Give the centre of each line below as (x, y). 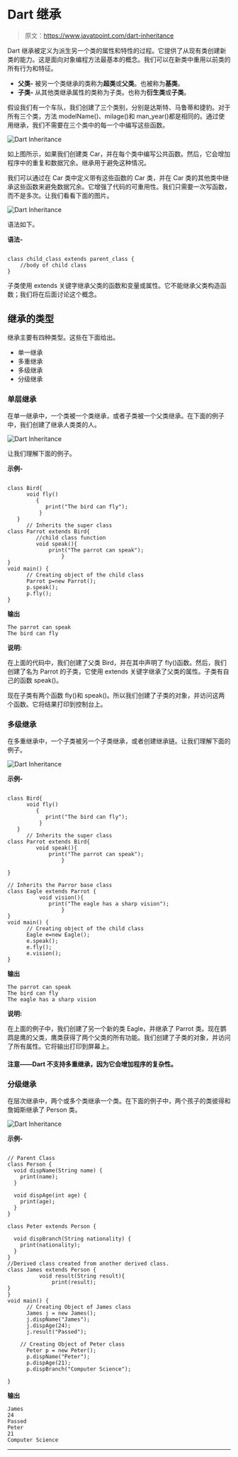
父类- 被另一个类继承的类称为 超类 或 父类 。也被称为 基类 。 (101, 83)
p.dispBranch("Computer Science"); (79, 1369)
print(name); (39, 1177)
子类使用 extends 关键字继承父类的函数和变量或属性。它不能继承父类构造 (114, 285)
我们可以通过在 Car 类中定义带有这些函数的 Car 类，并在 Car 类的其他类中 (115, 177)
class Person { (30, 1165)
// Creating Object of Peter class (73, 1344)
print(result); (74, 1283)
